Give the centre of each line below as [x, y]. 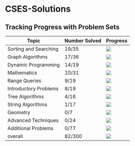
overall [15, 136]
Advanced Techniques [33, 120]
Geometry [19, 112]
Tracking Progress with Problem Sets [62, 27]
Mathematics [22, 73]
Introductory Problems [33, 89]
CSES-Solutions [38, 9]
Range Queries [24, 81]
